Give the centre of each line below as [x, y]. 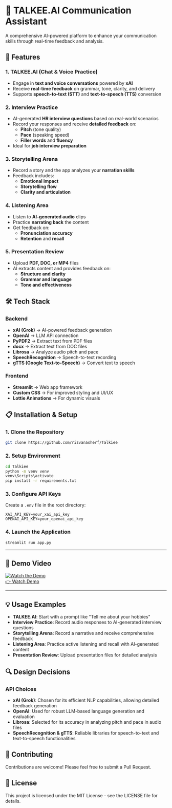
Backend [17, 319]
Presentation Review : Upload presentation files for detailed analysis [85, 655]
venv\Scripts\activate [29, 476]
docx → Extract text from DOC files [50, 346]
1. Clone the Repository [35, 432]
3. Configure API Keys [33, 494]
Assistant [26, 21]
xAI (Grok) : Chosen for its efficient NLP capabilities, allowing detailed [86, 700]
